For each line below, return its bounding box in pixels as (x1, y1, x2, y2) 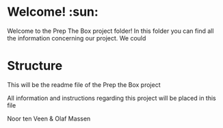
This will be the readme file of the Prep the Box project (7, 80, 161, 89)
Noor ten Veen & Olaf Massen (7, 114, 91, 123)
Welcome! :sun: (7, 4, 99, 20)
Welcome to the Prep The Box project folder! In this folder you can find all (7, 27, 214, 35)
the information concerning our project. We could (7, 34, 146, 42)
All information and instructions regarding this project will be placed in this (7, 94, 217, 102)
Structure (7, 58, 63, 74)
